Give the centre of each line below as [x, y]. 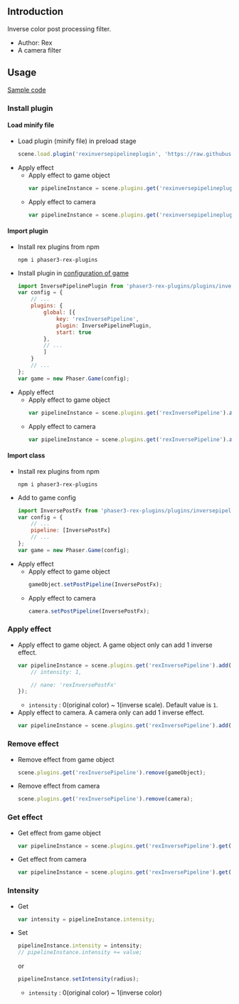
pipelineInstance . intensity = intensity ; [80, 946]
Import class [26, 455]
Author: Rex [35, 43]
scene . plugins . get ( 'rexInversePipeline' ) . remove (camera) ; [105, 799]
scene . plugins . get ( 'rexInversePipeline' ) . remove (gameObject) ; [112, 772]
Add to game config [47, 497]
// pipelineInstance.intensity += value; [80, 953]
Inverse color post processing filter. [59, 28]
